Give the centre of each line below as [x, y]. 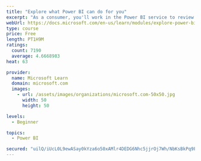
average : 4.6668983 [36, 56]
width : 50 [34, 100]
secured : [17, 149]
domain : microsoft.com [40, 83]
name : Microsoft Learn [40, 78]
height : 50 [36, 106]
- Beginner [25, 122]
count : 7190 [27, 51]
